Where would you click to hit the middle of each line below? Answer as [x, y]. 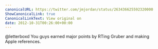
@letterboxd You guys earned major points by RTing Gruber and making [77, 37]
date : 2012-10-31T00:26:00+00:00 [39, 23]
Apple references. [23, 42]
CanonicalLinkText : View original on [43, 18]
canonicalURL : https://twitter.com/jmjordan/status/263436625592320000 [79, 9]
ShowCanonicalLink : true [30, 14]
